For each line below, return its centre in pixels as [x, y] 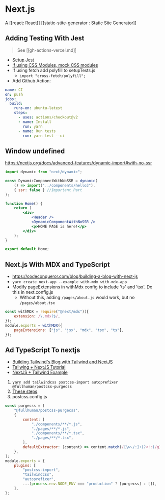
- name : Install [35, 122]
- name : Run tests [37, 131]
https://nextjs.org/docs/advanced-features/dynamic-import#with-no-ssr [79, 163]
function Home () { [24, 203]
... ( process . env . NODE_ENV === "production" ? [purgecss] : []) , [90, 484]
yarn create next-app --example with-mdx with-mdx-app [69, 282]
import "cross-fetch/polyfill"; [53, 76]
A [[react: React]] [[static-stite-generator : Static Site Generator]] [71, 23]
